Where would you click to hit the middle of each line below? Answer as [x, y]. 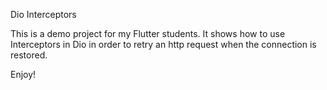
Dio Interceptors [43, 14]
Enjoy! [23, 74]
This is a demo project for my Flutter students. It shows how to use [148, 33]
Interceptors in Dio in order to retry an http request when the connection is [163, 44]
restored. [29, 55]
